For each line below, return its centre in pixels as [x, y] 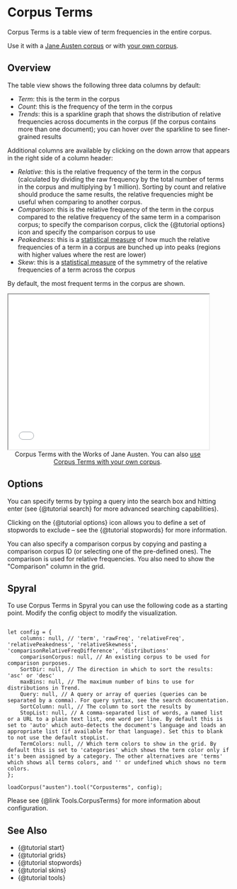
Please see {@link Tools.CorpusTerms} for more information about [104, 801]
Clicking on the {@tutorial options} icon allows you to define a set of [107, 522]
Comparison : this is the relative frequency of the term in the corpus [116, 209]
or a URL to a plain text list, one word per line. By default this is [115, 719]
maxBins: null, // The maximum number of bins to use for [107, 682]
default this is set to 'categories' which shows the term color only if [118, 750]
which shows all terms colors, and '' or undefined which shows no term [117, 763]
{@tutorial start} [41, 848]
